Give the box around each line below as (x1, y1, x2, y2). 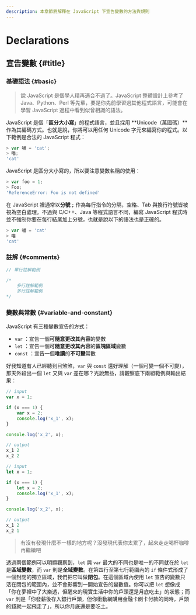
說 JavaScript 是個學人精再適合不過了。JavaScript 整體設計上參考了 (20, 92, 184, 99)
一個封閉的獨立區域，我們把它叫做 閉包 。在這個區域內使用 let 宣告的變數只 (6, 573, 185, 581)
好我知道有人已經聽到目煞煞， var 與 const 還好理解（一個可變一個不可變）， (6, 362, 188, 369)
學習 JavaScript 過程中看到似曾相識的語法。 (20, 106, 126, 113)
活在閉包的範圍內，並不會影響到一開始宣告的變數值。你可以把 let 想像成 (6, 581, 181, 588)
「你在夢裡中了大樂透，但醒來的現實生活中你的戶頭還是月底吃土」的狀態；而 (6, 588, 190, 595)
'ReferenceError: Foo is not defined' (6, 189, 100, 196)
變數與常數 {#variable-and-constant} (6, 308, 113, 316)
